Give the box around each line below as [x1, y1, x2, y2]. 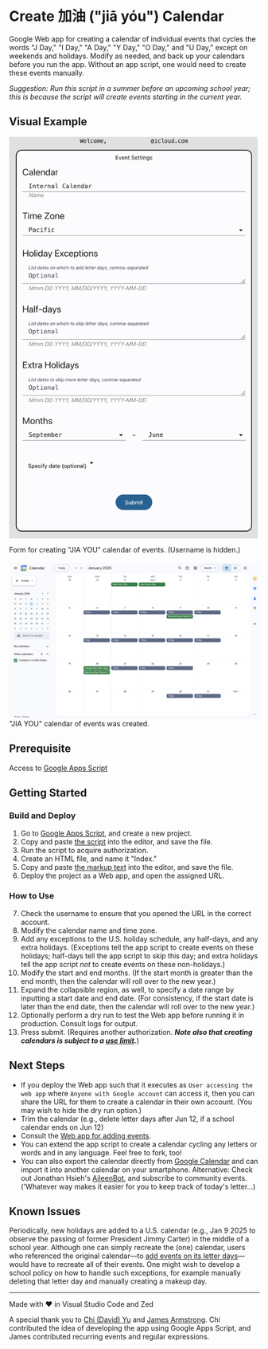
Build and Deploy [9, 810, 76, 821]
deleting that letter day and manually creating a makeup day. [9, 1276, 208, 1286]
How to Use [9, 891, 55, 902]
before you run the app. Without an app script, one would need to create [9, 59, 247, 69]
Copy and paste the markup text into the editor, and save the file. [20, 862, 234, 871]
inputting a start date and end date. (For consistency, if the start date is [20, 993, 254, 1003]
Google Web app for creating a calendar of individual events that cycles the [9, 33, 257, 44]
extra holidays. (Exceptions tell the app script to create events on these [20, 942, 254, 952]
